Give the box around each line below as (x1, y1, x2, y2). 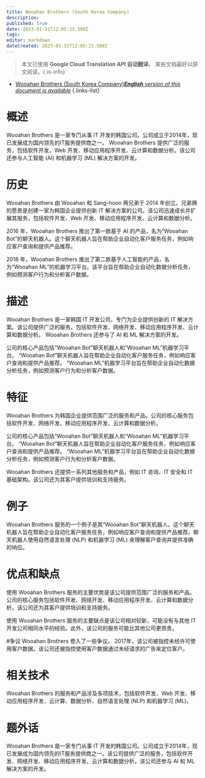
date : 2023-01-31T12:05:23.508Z (6, 26, 88, 32)
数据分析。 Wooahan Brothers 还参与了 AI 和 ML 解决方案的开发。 (16, 330, 182, 338)
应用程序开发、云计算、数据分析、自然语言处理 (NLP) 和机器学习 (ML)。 (11, 698, 192, 705)
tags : (6, 32, 20, 38)
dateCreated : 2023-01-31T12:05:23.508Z (6, 43, 108, 49)
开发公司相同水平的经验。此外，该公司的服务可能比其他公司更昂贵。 (6, 624, 178, 632)
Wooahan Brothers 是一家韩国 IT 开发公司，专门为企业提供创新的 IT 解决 (6, 315, 188, 323)
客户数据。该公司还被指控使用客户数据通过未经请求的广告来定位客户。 (11, 644, 188, 652)
